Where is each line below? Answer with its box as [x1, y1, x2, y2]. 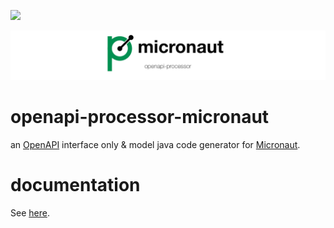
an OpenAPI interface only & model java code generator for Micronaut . [10, 138, 301, 150]
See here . [10, 206, 50, 219]
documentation [10, 173, 141, 196]
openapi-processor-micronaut [10, 105, 270, 128]
